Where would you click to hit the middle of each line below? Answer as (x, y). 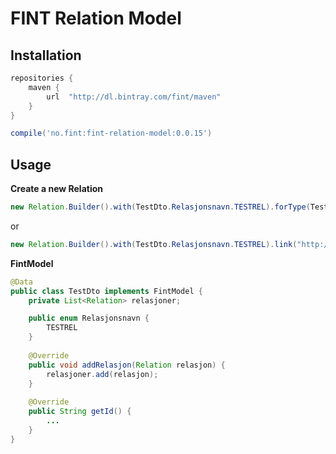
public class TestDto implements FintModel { (106, 291)
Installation (46, 55)
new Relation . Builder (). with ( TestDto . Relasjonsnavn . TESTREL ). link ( (154, 244)
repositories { (42, 78)
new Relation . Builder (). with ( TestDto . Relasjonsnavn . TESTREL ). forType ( (160, 207)
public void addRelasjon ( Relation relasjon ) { (127, 365)
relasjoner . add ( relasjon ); (102, 374)
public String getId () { (80, 412)
